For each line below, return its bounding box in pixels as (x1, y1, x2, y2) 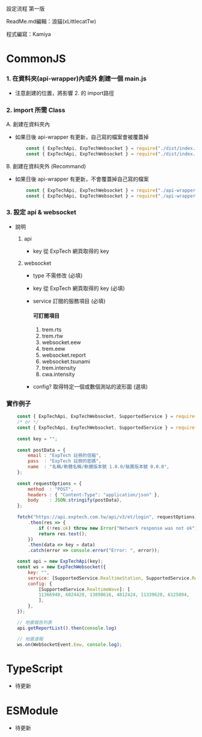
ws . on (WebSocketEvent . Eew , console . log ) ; (17, 641, 122, 648)
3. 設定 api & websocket (6, 208, 77, 217)
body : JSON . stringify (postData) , (28, 497, 122, 503)
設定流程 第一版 (6, 5, 45, 13)
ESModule (6, 704, 58, 717)
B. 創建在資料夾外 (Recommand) (6, 162, 86, 169)
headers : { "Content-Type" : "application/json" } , (28, 491, 161, 498)
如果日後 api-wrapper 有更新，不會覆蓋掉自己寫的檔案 (14, 175, 149, 183)
